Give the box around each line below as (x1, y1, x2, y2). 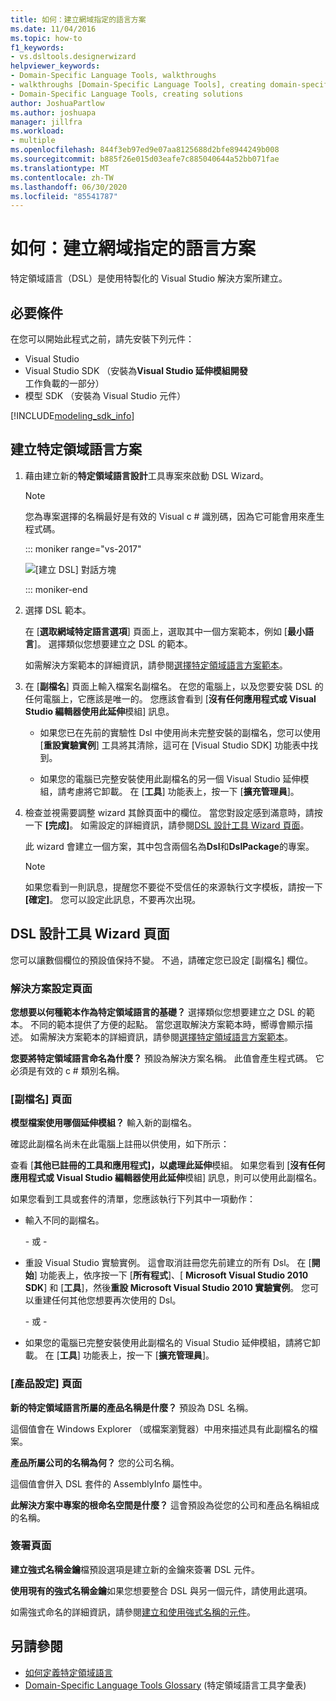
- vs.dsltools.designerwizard (10, 52, 137, 62)
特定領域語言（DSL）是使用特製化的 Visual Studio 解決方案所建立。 (10, 272, 288, 285)
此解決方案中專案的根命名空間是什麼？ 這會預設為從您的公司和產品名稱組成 (10, 1499, 320, 1511)
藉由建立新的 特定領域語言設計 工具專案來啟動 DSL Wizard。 (24, 469, 270, 481)
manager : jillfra (10, 117, 83, 127)
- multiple (10, 136, 56, 146)
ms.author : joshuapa (10, 107, 97, 118)
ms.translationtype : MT (10, 163, 110, 173)
